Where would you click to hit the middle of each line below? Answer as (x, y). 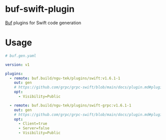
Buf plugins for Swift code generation (43, 23)
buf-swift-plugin (40, 9)
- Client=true (33, 124)
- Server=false (34, 128)
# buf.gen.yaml (21, 56)
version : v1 (17, 65)
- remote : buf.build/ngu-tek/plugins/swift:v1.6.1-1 (65, 78)
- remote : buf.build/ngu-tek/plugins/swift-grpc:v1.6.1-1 (71, 105)
